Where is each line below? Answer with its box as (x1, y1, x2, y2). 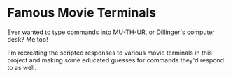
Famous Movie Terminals (7, 5, 157, 21)
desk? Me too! (7, 35, 48, 43)
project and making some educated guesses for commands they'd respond (7, 55, 225, 64)
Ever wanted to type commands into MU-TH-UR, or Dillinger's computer (7, 28, 215, 36)
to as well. (7, 63, 37, 71)
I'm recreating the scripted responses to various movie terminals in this (7, 49, 212, 57)
